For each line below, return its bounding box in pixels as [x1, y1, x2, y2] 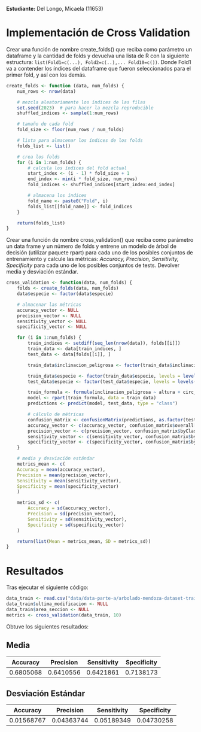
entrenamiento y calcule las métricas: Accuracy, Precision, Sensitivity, [6, 256, 179, 263]
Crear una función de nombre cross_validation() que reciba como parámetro [6, 236, 194, 244]
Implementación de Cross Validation [6, 26, 190, 40]
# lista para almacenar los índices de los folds [17, 138, 144, 144]
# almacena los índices [28, 193, 87, 199]
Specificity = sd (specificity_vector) [28, 522, 124, 528]
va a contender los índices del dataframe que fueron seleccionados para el [6, 65, 191, 72]
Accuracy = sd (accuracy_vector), [28, 505, 111, 511]
